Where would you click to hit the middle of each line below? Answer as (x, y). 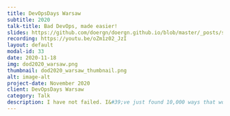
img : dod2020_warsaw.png (42, 64)
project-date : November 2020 (49, 83)
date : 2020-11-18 (32, 58)
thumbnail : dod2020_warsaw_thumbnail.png (67, 70)
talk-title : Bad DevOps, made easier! (62, 26)
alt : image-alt (29, 77)
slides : (18, 32)
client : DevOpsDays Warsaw (46, 89)
